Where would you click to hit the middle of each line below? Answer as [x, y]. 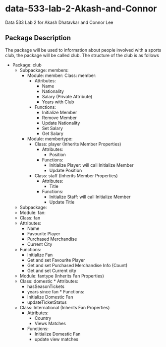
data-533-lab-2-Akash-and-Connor [81, 9]
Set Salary [53, 128]
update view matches [56, 339]
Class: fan [30, 218]
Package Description [38, 38]
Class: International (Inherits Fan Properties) [65, 307]
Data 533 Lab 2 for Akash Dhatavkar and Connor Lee [59, 22]
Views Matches [50, 323]
